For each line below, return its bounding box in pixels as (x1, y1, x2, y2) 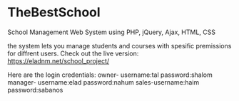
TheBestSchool (7, 4, 101, 21)
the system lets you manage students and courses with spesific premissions (7, 41, 232, 50)
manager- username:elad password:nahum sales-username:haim (7, 78, 200, 86)
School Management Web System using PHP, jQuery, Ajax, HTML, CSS (7, 28, 216, 36)
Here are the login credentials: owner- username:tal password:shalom (7, 70, 213, 79)
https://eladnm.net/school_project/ (7, 56, 110, 65)
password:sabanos (7, 85, 63, 94)
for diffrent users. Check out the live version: (7, 49, 139, 58)
